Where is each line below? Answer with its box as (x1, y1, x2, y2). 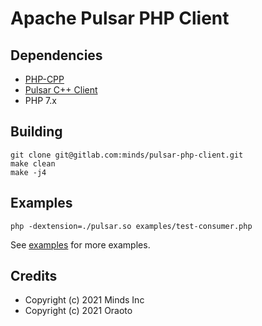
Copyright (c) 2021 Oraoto (24, 305, 133, 317)
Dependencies (10, 47, 103, 64)
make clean (10, 158, 56, 169)
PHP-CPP (24, 73, 65, 85)
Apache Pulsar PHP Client (10, 7, 230, 30)
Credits (10, 268, 58, 285)
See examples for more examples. (10, 238, 151, 251)
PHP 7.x (24, 95, 57, 106)
